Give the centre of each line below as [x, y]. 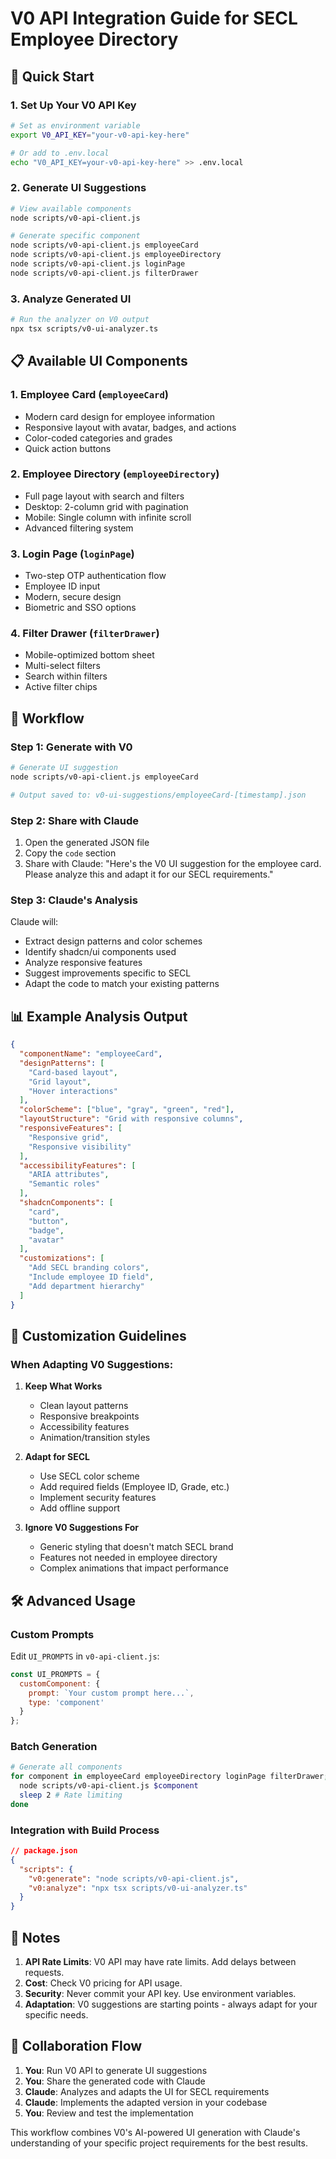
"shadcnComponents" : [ [66, 1203]
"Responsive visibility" [80, 1147]
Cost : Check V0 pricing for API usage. [103, 1983]
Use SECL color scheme [89, 1476]
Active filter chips [61, 687]
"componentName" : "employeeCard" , [91, 1054]
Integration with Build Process [85, 1830]
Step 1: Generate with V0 [71, 747]
